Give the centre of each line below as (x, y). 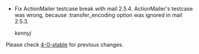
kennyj (23, 33)
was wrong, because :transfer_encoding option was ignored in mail (98, 15)
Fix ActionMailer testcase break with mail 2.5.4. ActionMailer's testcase (104, 9)
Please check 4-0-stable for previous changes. (65, 45)
